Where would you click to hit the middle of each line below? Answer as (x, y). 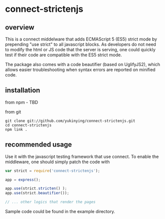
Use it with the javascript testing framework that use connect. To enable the (82, 156)
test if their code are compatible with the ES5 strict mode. (64, 55)
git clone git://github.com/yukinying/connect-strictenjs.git (70, 121)
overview (20, 27)
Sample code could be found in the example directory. (60, 211)
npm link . (16, 129)
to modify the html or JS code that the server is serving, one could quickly (81, 50)
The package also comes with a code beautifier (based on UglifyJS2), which (83, 64)
